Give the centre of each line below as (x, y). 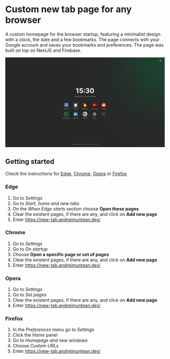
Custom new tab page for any (69, 9)
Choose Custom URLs (36, 346)
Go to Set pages (30, 295)
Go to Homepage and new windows (50, 340)
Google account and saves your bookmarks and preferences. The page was (84, 45)
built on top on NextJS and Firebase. (44, 50)
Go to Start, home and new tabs (46, 203)
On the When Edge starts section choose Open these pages (76, 208)
